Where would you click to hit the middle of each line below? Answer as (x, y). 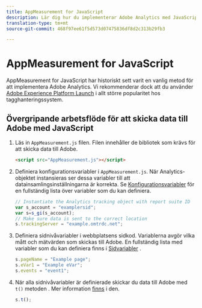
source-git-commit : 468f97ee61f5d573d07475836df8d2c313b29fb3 (86, 29)
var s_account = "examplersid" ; (55, 207)
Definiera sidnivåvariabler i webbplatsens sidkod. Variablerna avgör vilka (105, 236)
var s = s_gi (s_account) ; (45, 213)
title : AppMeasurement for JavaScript (55, 12)
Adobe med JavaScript (50, 128)
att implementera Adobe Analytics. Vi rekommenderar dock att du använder (100, 87)
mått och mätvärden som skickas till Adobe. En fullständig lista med (99, 242)
